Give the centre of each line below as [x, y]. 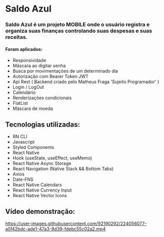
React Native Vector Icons [40, 196]
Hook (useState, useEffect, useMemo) [52, 158]
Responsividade [29, 61]
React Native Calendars [37, 185]
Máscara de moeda [33, 108]
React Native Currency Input [42, 190]
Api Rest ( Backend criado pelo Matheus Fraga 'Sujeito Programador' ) [86, 82]
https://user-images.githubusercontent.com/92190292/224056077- [76, 223]
